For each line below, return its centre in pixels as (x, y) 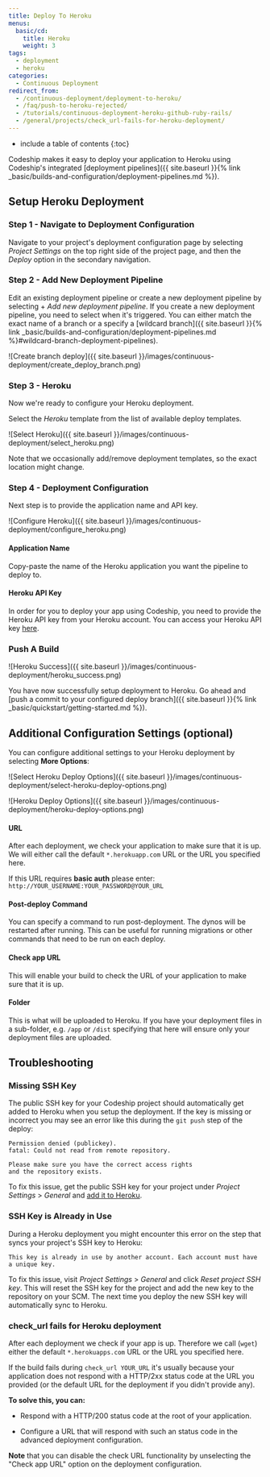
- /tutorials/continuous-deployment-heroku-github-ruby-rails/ (124, 114)
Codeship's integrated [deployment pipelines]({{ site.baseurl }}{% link (125, 168)
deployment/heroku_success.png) (65, 675)
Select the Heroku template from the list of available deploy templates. (125, 419)
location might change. (46, 467)
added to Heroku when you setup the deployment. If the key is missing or (130, 1112)
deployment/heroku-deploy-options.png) (76, 809)
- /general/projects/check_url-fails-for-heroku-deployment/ (120, 121)
